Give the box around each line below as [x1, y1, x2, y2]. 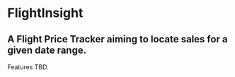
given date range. [7, 44, 87, 56]
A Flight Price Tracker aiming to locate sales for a [7, 33, 228, 45]
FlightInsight [7, 5, 84, 21]
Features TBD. [7, 63, 49, 71]
